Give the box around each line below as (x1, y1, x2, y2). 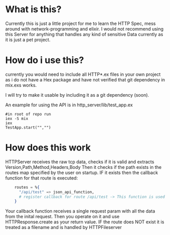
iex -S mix (5, 116, 29, 121)
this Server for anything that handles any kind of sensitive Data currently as (5, 31, 163, 37)
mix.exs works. (5, 82, 37, 88)
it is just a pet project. (5, 37, 51, 43)
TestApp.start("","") (5, 125, 51, 130)
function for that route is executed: (5, 174, 78, 181)
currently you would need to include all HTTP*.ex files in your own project (5, 71, 161, 77)
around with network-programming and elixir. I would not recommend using (5, 25, 164, 32)
